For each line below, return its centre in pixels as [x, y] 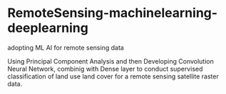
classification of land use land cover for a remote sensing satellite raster [113, 76]
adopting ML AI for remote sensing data [66, 47]
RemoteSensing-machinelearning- [113, 13]
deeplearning [48, 28]
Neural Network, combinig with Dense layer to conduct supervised [105, 69]
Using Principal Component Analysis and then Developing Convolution [111, 61]
